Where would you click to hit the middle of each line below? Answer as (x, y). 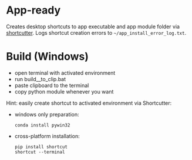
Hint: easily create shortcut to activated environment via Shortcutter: (89, 103)
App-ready (33, 10)
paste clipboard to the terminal (52, 85)
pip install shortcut (41, 147)
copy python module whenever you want (64, 91)
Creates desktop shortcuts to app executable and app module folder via (93, 26)
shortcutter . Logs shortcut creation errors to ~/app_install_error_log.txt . (96, 32)
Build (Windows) (48, 57)
